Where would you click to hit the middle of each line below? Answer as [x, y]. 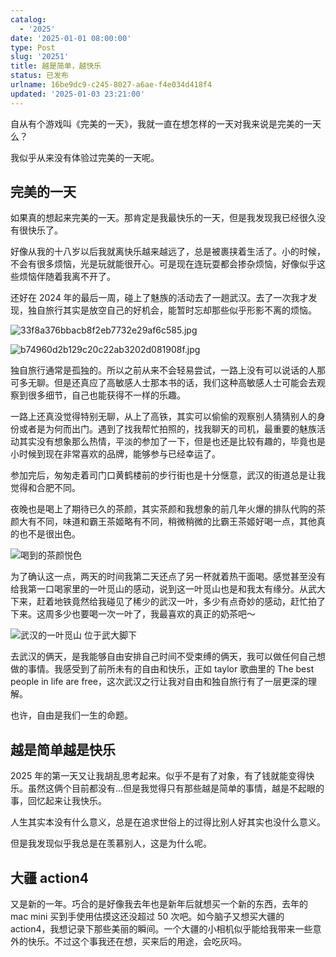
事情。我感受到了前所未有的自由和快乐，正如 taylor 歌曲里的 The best [171, 669]
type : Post [33, 47]
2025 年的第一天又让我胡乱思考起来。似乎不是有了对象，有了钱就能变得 [158, 776]
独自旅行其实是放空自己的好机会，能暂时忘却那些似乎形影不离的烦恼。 [172, 310]
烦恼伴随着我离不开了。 [67, 277]
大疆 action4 [50, 877]
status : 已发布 [39, 76]
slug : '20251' [40, 57]
